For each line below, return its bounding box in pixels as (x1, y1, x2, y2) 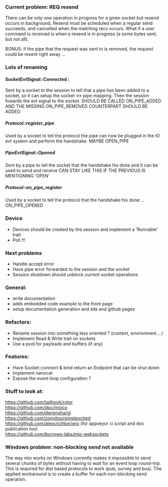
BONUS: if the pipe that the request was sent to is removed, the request (5, 46, 153, 52)
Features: (5, 353, 29, 360)
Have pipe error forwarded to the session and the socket (12, 266, 130, 272)
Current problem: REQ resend (5, 4, 79, 11)
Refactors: (5, 318, 32, 326)
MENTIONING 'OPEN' (5, 173, 50, 179)
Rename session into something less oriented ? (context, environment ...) (12, 330, 163, 336)
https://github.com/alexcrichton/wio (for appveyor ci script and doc (5, 420, 144, 427)
